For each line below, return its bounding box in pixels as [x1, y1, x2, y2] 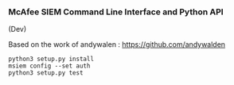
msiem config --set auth [8, 62, 91, 70]
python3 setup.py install [8, 55, 94, 64]
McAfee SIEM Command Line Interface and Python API [8, 6, 224, 17]
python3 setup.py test [8, 69, 84, 77]
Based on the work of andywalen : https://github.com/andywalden [8, 40, 225, 49]
